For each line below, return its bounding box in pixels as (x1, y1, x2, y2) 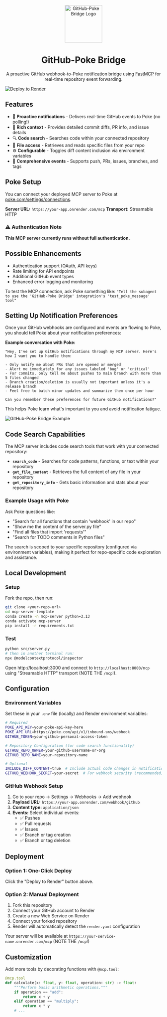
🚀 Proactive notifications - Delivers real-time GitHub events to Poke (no (12, 113, 161, 119)
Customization (5, 953, 52, 961)
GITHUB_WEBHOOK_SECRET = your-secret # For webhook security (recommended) (5, 771, 164, 776)
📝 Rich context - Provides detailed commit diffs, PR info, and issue (12, 124, 149, 130)
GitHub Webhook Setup (5, 782, 64, 789)
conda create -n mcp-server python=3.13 (5, 614, 90, 619)
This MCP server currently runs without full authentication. (5, 235, 130, 241)
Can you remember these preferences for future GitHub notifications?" (5, 397, 157, 402)
